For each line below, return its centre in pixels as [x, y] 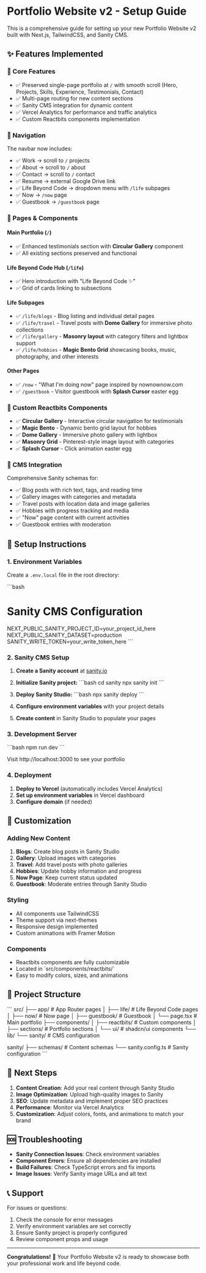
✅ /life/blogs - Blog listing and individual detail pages [85, 316]
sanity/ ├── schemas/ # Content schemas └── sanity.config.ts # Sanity [98, 1047]
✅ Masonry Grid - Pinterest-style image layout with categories [95, 441]
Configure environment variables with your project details [90, 707]
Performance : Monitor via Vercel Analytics [70, 1107]
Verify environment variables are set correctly [73, 1226]
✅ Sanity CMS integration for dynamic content [74, 105]
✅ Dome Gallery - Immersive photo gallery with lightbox [86, 435]
